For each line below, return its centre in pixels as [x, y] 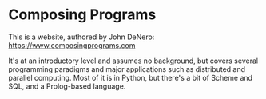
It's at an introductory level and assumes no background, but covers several [133, 61]
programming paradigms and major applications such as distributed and [127, 69]
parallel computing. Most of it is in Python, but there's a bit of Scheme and [131, 77]
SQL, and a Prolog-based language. [67, 86]
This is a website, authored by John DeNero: [81, 37]
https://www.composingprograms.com [72, 45]
